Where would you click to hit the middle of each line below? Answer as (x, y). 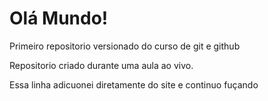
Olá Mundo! (59, 18)
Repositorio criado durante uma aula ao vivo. (101, 65)
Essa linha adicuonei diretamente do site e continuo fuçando (134, 84)
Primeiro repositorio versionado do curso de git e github (125, 46)
